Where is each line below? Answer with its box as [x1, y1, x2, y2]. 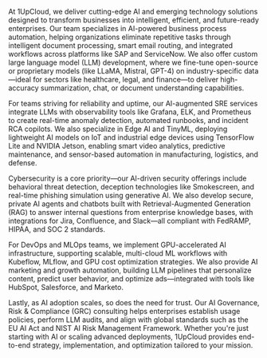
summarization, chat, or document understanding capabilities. [40, 83, 245, 93]
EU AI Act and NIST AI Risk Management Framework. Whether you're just [8, 324, 249, 332]
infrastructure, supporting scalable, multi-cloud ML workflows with [8, 249, 228, 258]
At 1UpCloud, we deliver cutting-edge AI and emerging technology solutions [8, 7, 258, 16]
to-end [8, 340, 31, 350]
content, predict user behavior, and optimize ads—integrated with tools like [8, 274, 255, 283]
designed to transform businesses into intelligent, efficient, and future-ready [8, 15, 259, 25]
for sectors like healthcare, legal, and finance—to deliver [33, 75, 219, 84]
